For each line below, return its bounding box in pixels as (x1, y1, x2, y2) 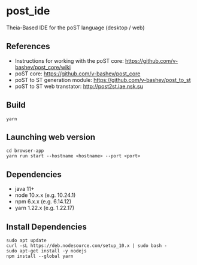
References (6, 41, 50, 51)
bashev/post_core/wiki (14, 63, 71, 71)
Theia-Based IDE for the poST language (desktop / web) (6, 24, 145, 31)
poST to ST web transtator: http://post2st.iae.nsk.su (14, 83, 144, 90)
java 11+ (14, 185, 35, 193)
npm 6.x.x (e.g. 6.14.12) (14, 198, 72, 205)
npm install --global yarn (6, 253, 74, 259)
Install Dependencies (6, 221, 87, 232)
